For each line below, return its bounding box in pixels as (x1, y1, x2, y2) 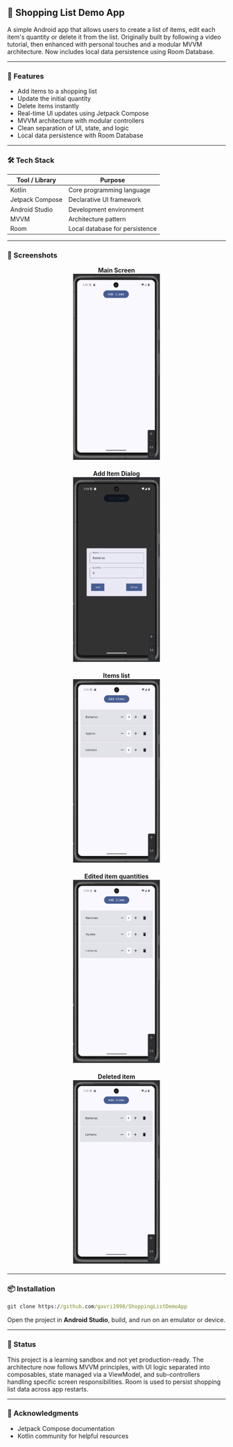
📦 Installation (7, 1284, 55, 1294)
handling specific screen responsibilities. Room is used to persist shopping (7, 1378, 221, 1386)
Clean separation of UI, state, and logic (17, 124, 130, 132)
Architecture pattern (68, 214, 126, 223)
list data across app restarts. (7, 1385, 89, 1393)
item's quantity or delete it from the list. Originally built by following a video (7, 33, 221, 41)
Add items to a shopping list (17, 87, 97, 96)
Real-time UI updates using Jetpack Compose (17, 109, 149, 118)
